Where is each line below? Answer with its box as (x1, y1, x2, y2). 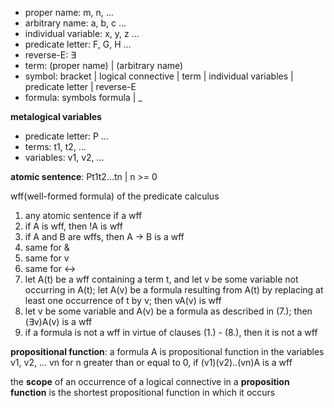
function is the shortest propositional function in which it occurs (10, 387, 276, 398)
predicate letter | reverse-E (24, 81, 137, 92)
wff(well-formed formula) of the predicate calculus (10, 190, 220, 202)
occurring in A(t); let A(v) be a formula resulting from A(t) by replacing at (24, 284, 324, 296)
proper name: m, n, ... (24, 7, 114, 18)
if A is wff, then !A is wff (24, 220, 123, 232)
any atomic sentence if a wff (24, 210, 143, 221)
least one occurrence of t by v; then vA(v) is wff (24, 295, 222, 306)
